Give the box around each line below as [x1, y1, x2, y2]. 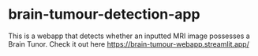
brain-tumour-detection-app [8, 5, 200, 23]
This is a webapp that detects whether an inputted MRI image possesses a [8, 31, 250, 40]
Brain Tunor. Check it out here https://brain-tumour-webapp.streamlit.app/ [8, 39, 250, 48]
